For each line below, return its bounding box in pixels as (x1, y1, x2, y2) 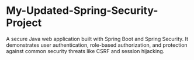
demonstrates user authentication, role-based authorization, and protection (6, 42, 188, 48)
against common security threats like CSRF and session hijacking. (6, 47, 165, 54)
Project (6, 16, 42, 29)
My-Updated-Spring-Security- (6, 4, 158, 17)
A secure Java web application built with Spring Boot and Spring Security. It (6, 35, 189, 42)
